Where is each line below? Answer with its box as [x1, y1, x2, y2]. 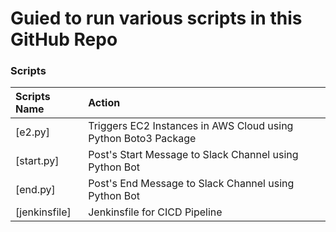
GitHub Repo [10, 28, 118, 51]
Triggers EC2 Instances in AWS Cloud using [88, 119, 294, 133]
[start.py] [15, 154, 60, 168]
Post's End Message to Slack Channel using [88, 177, 295, 191]
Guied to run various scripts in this [10, 7, 303, 30]
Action [88, 96, 121, 110]
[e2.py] [15, 125, 50, 139]
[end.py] [15, 183, 56, 197]
